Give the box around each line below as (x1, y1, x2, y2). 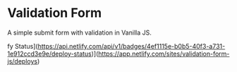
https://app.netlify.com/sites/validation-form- (98, 49, 230, 58)
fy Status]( (7, 42, 38, 50)
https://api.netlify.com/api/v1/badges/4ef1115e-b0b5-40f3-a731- (37, 42, 226, 50)
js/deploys (7, 56, 37, 65)
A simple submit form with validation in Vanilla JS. (7, 28, 152, 37)
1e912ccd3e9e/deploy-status (7, 49, 92, 58)
